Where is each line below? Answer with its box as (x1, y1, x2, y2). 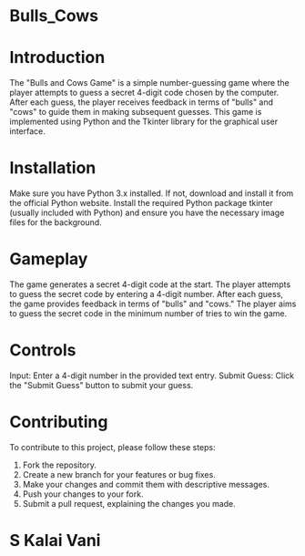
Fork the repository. (22, 459, 97, 470)
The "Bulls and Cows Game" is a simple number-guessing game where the (9, 77, 290, 88)
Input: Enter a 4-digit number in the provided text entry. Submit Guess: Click (9, 370, 295, 381)
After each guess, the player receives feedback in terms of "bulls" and (9, 97, 274, 108)
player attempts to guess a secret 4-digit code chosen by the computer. (9, 88, 280, 98)
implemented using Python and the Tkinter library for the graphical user (9, 116, 279, 128)
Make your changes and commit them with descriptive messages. (22, 479, 270, 489)
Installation (9, 158, 97, 179)
